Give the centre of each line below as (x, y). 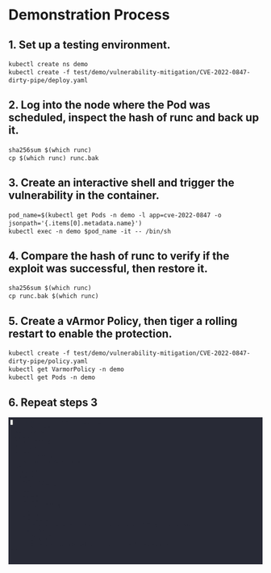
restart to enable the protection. (90, 333)
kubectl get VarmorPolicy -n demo (67, 369)
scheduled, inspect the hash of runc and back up (134, 118)
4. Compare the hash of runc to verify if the (119, 256)
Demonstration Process (89, 15)
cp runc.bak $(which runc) (54, 297)
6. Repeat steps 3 (53, 402)
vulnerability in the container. (84, 196)
